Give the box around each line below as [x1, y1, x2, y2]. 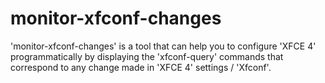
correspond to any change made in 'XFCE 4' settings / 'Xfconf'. [10, 61, 272, 73]
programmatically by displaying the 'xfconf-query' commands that [10, 50, 284, 62]
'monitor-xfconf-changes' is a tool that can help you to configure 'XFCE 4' [10, 40, 317, 52]
